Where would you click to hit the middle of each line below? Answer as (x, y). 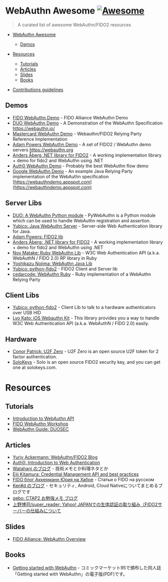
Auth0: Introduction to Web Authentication (56, 463)
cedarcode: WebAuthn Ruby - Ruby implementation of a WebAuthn (82, 274)
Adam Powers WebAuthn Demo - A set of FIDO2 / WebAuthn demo (82, 144)
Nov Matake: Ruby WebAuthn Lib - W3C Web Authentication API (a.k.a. (86, 252)
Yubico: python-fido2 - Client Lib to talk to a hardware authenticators (84, 307)
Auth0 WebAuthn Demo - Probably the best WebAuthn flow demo (80, 166)
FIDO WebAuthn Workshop (40, 424)
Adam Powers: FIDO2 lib (38, 236)
